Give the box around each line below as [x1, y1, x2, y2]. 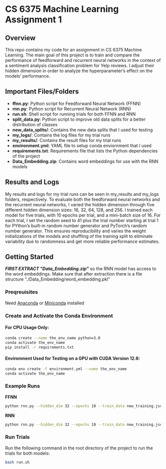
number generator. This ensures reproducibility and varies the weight [5, 228, 146, 234]
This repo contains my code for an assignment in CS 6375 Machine [5, 47, 142, 52]
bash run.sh [5, 460, 30, 465]
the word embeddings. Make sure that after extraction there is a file [5, 271, 142, 277]
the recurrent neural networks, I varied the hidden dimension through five [5, 201, 155, 207]
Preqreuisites [5, 288, 38, 295]
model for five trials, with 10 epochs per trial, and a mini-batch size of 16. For [5, 212, 161, 218]
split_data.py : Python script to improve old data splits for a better [12, 116, 146, 122]
